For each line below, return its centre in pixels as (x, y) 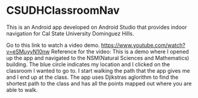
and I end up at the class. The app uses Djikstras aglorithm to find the (92, 77)
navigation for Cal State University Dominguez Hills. (70, 33)
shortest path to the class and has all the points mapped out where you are (99, 83)
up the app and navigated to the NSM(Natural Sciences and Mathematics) (98, 58)
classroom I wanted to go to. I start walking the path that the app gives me (98, 70)
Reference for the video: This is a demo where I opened (120, 51)
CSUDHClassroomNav (63, 11)
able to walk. (22, 90)
